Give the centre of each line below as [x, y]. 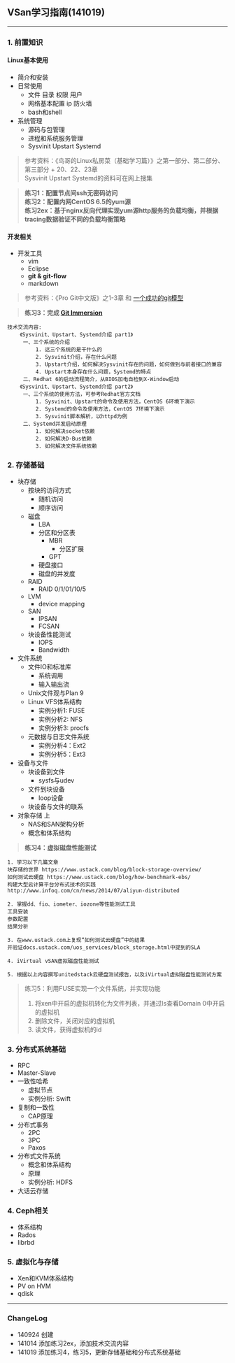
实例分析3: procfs [64, 728]
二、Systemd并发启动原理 [55, 424]
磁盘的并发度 [57, 574]
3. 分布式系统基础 [37, 1050]
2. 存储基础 [26, 465]
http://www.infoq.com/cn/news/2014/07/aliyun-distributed [93, 891]
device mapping [62, 604]
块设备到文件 [46, 772]
